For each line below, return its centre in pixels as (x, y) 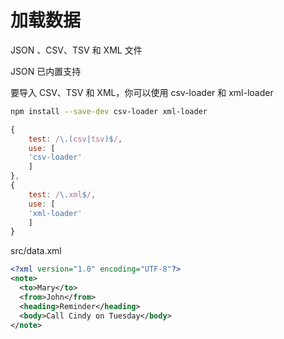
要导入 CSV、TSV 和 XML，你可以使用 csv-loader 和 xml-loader (142, 92)
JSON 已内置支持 (46, 71)
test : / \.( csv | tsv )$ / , (75, 139)
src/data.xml (36, 251)
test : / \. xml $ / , (62, 194)
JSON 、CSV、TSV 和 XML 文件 (76, 50)
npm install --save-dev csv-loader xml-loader (109, 111)
